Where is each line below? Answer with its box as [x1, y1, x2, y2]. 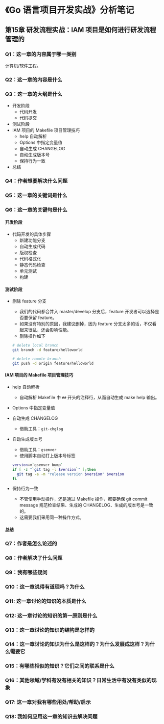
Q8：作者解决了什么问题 [5, 554, 63, 561]
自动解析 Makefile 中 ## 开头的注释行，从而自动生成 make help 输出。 [19, 394, 160, 400]
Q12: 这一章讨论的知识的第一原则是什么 [5, 612, 98, 619]
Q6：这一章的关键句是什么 [5, 206, 68, 213]
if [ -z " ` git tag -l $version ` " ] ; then [12, 467, 96, 472]
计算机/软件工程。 [5, 62, 42, 69]
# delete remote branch [12, 356, 61, 361]
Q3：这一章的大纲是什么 [5, 90, 63, 97]
